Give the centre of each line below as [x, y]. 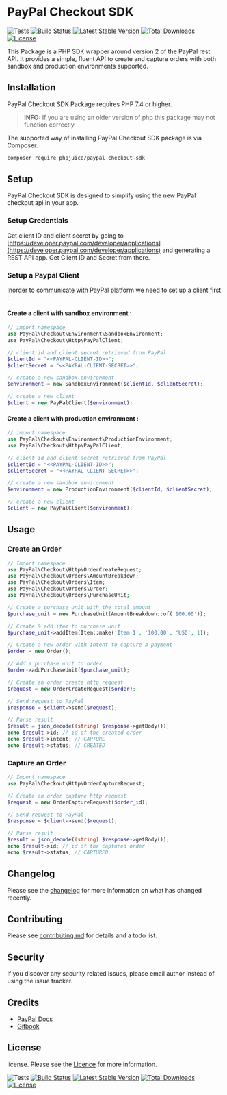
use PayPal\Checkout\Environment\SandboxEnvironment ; [85, 334]
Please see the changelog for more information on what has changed [105, 890]
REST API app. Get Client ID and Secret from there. [79, 257]
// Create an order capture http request [67, 796]
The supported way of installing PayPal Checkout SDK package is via [105, 138]
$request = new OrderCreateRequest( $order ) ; [71, 689]
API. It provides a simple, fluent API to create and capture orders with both [112, 58]
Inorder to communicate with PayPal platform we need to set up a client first [114, 290]
